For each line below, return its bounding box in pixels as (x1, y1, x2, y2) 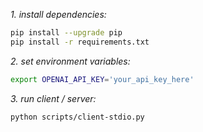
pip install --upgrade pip (10, 28, 123, 38)
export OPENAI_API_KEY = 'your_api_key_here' (10, 74, 195, 84)
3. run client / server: (10, 92, 97, 104)
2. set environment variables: (10, 55, 131, 67)
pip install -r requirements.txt (10, 37, 150, 47)
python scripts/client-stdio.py (10, 112, 145, 122)
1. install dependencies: (10, 9, 107, 20)
